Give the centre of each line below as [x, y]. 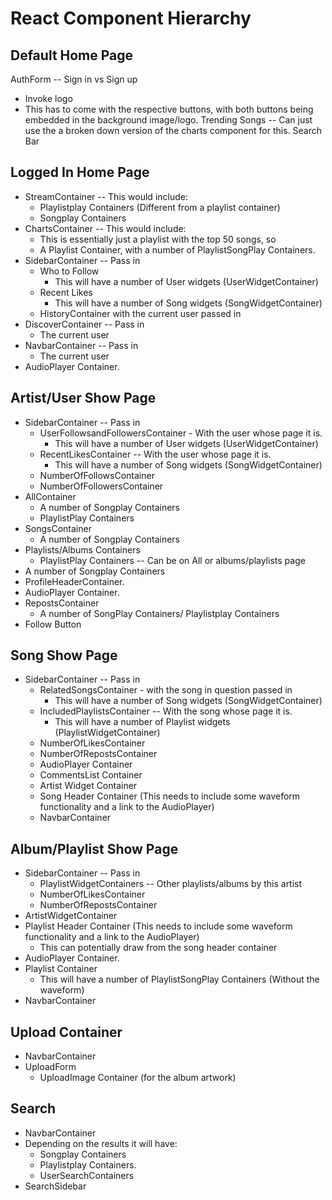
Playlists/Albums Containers [82, 549]
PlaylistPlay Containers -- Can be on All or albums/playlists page [172, 560]
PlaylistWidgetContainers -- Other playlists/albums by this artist [171, 884]
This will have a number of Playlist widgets [142, 722]
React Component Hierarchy [131, 18]
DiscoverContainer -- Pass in [84, 324]
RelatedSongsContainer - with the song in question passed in [166, 690]
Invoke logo [48, 98]
